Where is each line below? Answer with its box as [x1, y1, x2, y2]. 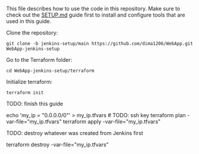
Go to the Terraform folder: [6, 56, 73, 63]
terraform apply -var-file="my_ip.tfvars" [63, 118, 161, 125]
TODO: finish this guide [6, 100, 64, 107]
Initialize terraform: [6, 78, 52, 85]
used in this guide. [6, 18, 52, 24]
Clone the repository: [6, 29, 58, 36]
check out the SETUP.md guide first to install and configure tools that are [6, 11, 186, 18]
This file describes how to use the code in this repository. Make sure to [6, 5, 181, 12]
